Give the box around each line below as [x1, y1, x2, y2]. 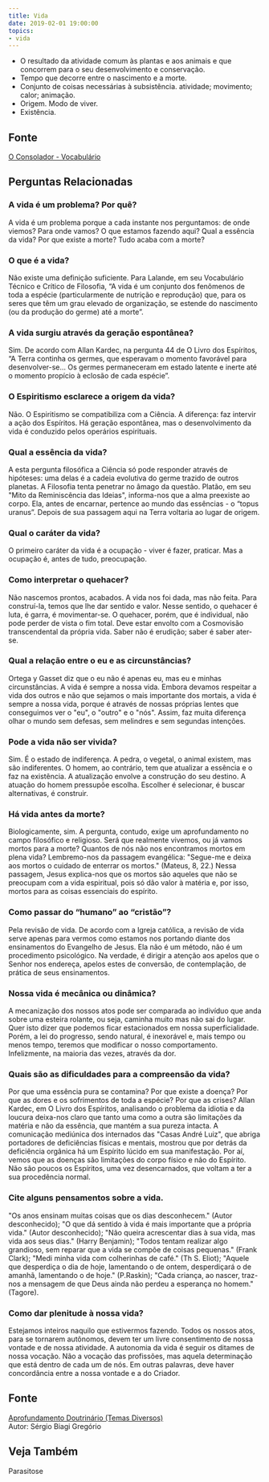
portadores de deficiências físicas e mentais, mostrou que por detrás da [8, 1138, 247, 1148]
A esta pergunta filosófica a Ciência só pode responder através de [8, 464, 228, 474]
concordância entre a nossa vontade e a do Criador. [8, 1368, 181, 1378]
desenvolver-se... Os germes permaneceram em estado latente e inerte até [8, 362, 258, 372]
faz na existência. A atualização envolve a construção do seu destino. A [8, 772, 247, 782]
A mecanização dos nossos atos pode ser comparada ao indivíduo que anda [8, 1006, 262, 1016]
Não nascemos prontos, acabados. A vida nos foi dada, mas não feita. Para [8, 592, 257, 602]
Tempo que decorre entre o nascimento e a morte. [19, 73, 187, 83]
